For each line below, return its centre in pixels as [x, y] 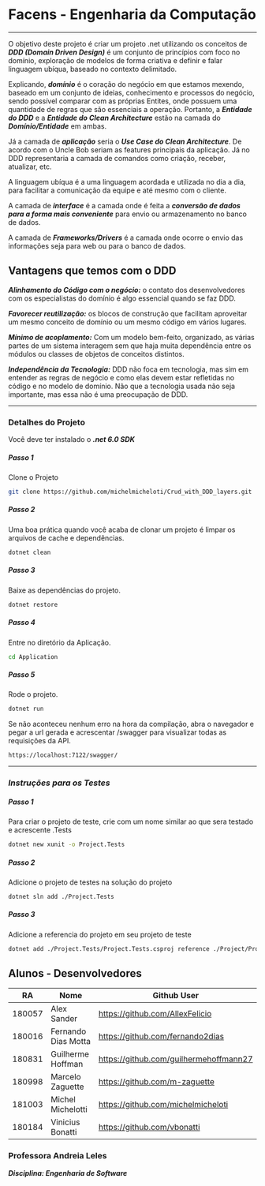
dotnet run [26, 709]
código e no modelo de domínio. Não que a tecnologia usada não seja [121, 386]
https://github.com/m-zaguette [157, 1082]
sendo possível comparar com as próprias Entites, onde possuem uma [123, 101]
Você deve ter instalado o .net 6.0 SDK [72, 440]
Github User [176, 996]
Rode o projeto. [33, 694]
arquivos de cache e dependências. [66, 537]
